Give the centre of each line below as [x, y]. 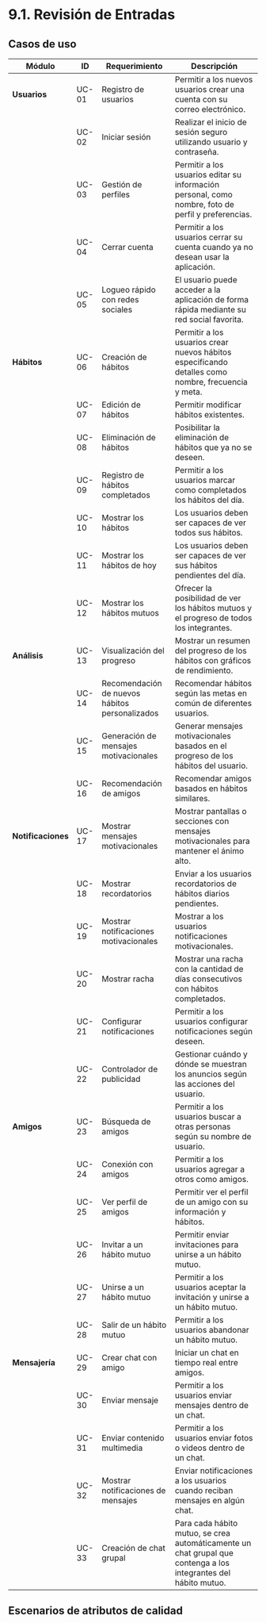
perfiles [116, 194]
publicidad [121, 1079]
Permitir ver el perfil [211, 1192]
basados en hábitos [211, 788]
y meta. [188, 392]
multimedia [122, 1448]
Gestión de [122, 184]
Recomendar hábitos [213, 683]
